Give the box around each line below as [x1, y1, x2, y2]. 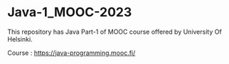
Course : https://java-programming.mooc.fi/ [7, 49, 136, 57]
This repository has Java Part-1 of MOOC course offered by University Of [7, 27, 222, 36]
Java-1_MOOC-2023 [7, 4, 132, 20]
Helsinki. [7, 34, 33, 43]
